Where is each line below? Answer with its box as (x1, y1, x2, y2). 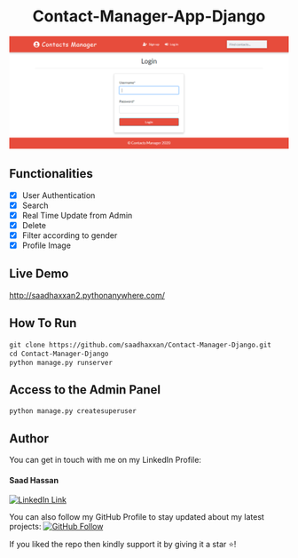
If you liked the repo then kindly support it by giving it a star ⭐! (9, 539, 237, 550)
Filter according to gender (21, 229, 118, 241)
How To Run (9, 315, 77, 331)
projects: (9, 522, 42, 532)
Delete (21, 219, 47, 230)
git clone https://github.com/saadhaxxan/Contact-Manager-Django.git (9, 340, 272, 349)
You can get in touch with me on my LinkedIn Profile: (9, 455, 202, 466)
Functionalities (9, 166, 93, 181)
